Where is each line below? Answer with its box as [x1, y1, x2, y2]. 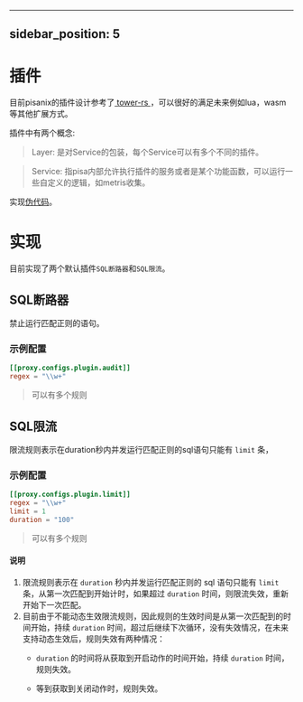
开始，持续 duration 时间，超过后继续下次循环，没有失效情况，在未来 [30, 622, 289, 632]
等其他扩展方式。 [9, 108, 73, 119]
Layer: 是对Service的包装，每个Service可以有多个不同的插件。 [31, 146, 264, 158]
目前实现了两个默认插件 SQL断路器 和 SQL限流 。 [9, 263, 170, 274]
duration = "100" [9, 515, 75, 524]
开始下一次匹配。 [22, 599, 87, 610]
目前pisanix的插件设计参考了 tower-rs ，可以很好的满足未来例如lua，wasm [9, 97, 287, 108]
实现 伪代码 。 [9, 196, 57, 208]
